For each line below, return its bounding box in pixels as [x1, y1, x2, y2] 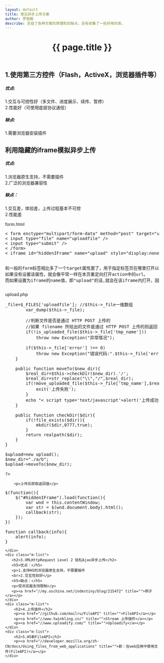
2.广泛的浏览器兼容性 [5, 180, 48, 186]
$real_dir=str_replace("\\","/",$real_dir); [25, 375, 134, 381]
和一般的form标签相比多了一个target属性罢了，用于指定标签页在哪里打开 [5, 265, 155, 271]
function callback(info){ [5, 529, 67, 535]
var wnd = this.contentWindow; [25, 499, 101, 505]
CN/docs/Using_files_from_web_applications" [5, 644, 97, 649]
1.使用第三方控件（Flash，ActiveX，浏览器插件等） [5, 71, 161, 79]
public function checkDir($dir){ [15, 412, 96, 418]
